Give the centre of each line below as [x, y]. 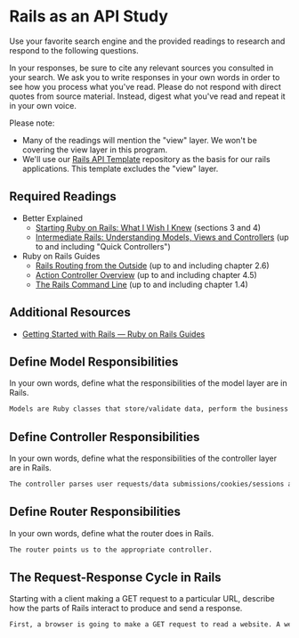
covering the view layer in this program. [94, 150]
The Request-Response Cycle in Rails [115, 578]
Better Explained [52, 218]
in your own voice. [43, 105]
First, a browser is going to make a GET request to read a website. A [145, 625]
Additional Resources [70, 312]
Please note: [32, 123]
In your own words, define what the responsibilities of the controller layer [143, 458]
